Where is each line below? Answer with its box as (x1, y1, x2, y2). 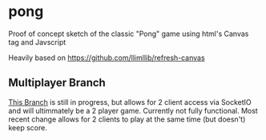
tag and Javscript (8, 37, 66, 46)
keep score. (8, 122, 48, 132)
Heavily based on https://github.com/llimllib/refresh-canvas (8, 53, 206, 62)
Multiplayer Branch (8, 76, 106, 90)
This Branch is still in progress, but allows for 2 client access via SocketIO (8, 97, 252, 106)
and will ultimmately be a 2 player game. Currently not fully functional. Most (8, 106, 258, 115)
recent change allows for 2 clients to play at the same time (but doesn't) (8, 114, 246, 124)
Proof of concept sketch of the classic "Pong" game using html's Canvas (8, 29, 249, 38)
